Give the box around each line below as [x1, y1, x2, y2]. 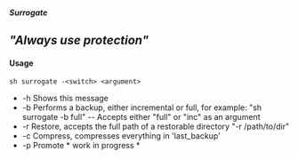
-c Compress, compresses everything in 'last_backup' [21, 131, 221, 141]
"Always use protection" [9, 32, 149, 48]
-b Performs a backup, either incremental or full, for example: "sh [21, 102, 262, 113]
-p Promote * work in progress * [21, 140, 141, 151]
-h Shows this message [21, 93, 109, 104]
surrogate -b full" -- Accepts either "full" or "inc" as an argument [21, 112, 261, 123]
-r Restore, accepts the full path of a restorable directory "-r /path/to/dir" [21, 121, 290, 132]
